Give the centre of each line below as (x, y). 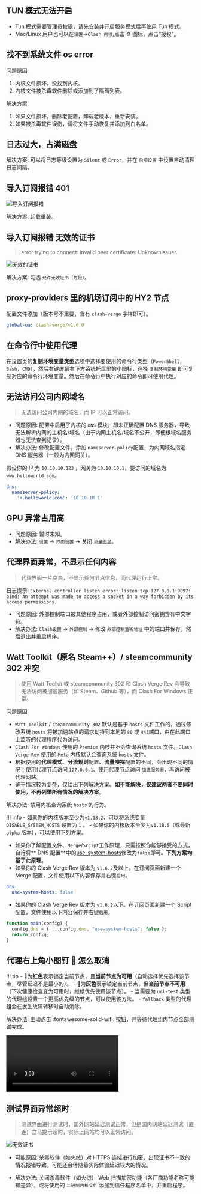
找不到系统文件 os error (50, 55)
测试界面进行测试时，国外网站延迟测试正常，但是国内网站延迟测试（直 (107, 1124)
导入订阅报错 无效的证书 (50, 237)
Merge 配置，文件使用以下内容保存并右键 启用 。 (73, 876)
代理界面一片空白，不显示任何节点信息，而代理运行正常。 (92, 577)
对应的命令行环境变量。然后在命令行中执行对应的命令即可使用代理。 (95, 376)
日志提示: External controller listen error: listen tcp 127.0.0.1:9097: (99, 590)
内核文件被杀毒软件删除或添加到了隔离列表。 (70, 90)
